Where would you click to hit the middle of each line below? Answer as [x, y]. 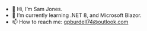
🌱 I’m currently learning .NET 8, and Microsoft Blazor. [76, 15]
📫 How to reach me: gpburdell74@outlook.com [70, 22]
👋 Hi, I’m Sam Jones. [37, 9]
